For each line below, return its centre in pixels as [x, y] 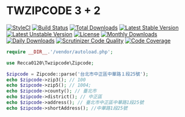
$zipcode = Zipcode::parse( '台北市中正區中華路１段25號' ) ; [77, 74]
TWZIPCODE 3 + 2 [53, 11]
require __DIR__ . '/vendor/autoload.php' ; [60, 52]
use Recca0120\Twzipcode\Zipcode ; [50, 63]
